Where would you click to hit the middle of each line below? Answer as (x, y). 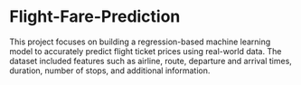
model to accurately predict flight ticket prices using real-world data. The (146, 51)
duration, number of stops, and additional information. (110, 71)
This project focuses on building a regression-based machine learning (140, 42)
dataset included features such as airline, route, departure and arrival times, (150, 61)
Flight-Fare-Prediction (95, 17)
